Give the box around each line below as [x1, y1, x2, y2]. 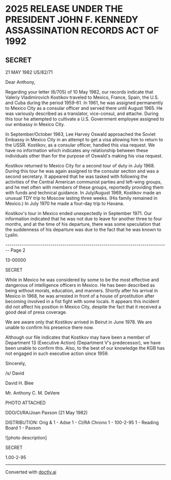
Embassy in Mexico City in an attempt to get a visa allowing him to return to [5, 137, 163, 142]
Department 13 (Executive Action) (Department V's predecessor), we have [5, 340, 161, 346]
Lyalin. [5, 232, 19, 238]
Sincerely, [5, 361, 26, 366]
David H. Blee [5, 380, 34, 386]
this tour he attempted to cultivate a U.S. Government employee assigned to [5, 116, 164, 122]
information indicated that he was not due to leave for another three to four [5, 216, 162, 222]
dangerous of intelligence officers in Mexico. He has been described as [5, 282, 155, 288]
